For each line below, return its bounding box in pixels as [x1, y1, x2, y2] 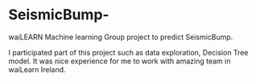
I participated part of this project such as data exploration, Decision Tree [8, 47, 249, 57]
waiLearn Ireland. [8, 64, 66, 74]
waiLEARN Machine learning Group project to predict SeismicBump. [8, 32, 233, 42]
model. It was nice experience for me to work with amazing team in [8, 56, 231, 66]
